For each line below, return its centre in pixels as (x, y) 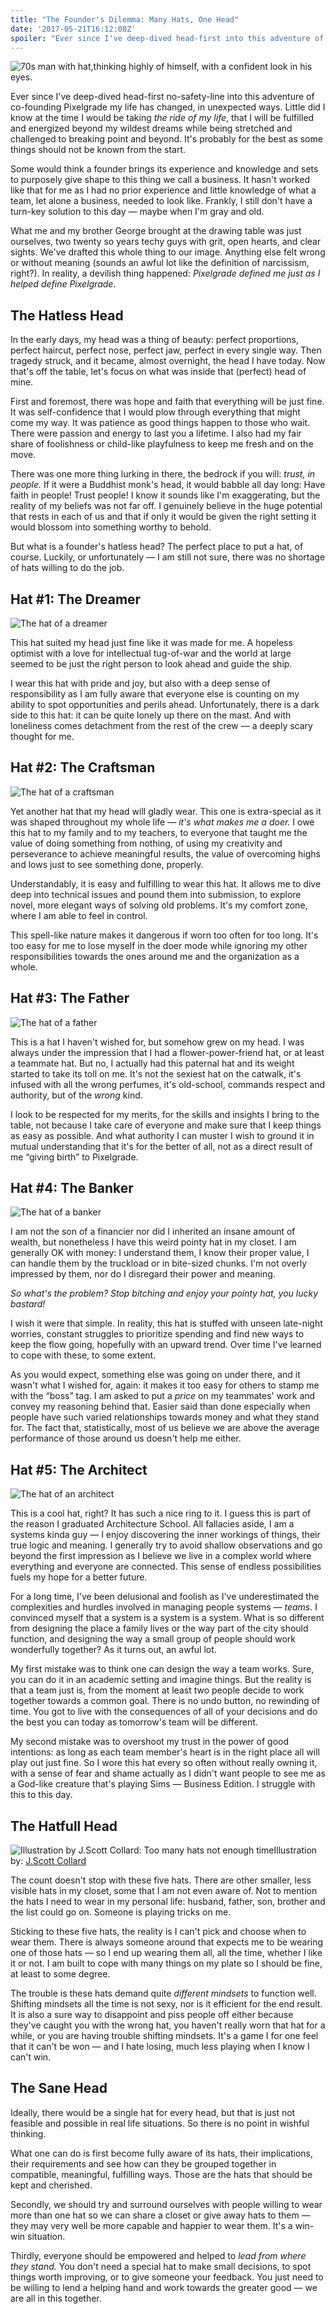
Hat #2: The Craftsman (83, 767)
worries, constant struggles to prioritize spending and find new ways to (157, 1334)
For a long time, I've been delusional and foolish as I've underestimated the (165, 1597)
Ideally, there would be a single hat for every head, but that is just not (153, 2112)
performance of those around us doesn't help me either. (126, 1438)
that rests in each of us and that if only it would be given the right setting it (163, 517)
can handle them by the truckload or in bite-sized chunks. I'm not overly (159, 1263)
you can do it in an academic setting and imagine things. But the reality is (161, 1680)
